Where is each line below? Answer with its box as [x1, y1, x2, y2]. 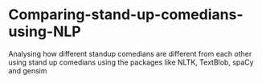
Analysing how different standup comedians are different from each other [8, 49, 252, 58]
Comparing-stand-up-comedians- [8, 6, 244, 24]
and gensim [8, 65, 47, 75]
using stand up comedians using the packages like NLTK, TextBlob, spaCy [8, 57, 255, 67]
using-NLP [8, 22, 82, 41]
